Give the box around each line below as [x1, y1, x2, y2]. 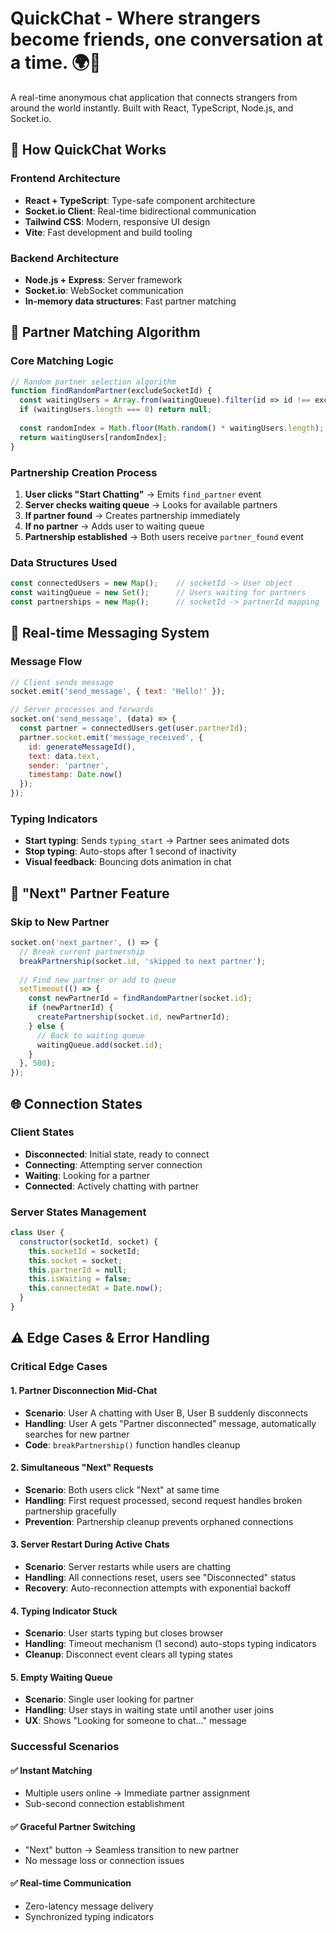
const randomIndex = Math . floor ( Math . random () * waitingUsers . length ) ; [19, 423, 325, 433]
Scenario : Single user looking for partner [24, 1693, 195, 1706]
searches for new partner [24, 1428, 130, 1440]
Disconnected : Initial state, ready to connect [24, 1148, 210, 1160]
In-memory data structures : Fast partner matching [24, 295, 237, 307]
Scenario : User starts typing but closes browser [24, 1627, 224, 1639]
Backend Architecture [10, 251, 120, 265]
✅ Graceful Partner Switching [10, 1821, 136, 1833]
